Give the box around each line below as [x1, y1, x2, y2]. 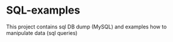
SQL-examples [6, 4, 81, 17]
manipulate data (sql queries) [6, 29, 78, 36]
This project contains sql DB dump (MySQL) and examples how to [6, 23, 167, 30]
